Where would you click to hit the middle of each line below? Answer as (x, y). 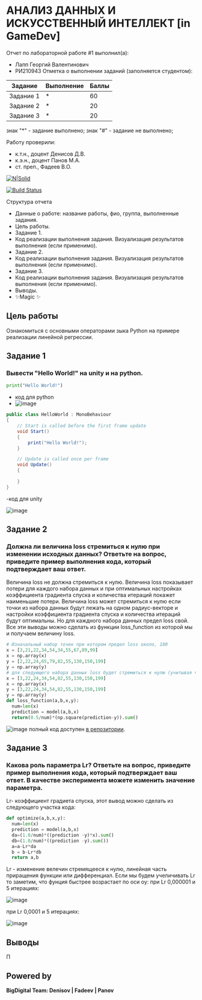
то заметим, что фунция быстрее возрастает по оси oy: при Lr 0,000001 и (101, 882)
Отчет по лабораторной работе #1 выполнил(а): (68, 52)
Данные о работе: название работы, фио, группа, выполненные (97, 213)
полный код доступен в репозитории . (77, 729)
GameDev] (33, 36)
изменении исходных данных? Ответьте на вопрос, (87, 554)
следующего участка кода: (41, 807)
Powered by (29, 976)
